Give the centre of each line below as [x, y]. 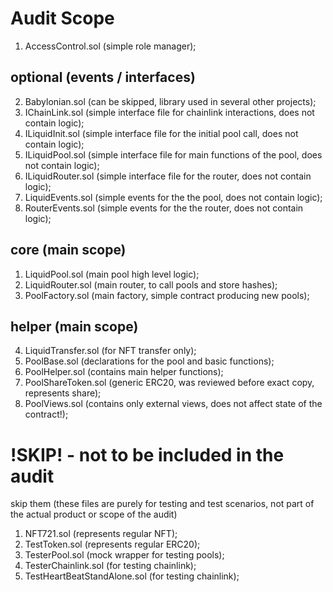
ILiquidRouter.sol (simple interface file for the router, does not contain [168, 176]
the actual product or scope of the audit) [94, 514]
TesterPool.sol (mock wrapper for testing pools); [124, 555]
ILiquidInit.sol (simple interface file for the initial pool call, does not [161, 133]
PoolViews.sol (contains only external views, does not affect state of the [173, 404]
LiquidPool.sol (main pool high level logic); [112, 274]
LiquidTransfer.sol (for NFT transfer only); [110, 351]
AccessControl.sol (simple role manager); [110, 46]
